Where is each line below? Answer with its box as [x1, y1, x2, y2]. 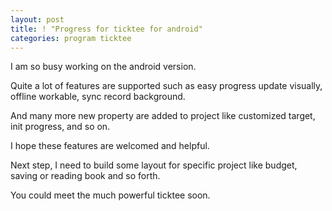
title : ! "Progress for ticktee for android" [10, 24, 203, 34]
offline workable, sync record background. [10, 91, 186, 103]
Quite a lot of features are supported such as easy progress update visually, [10, 80, 323, 92]
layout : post [10, 14, 65, 25]
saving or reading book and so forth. [10, 170, 161, 182]
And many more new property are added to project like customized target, [10, 110, 316, 122]
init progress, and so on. [10, 121, 111, 133]
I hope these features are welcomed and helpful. [10, 140, 210, 152]
